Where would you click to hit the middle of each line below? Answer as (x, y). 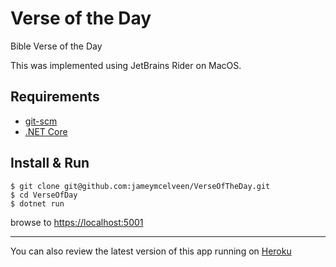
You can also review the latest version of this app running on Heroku (151, 251)
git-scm (41, 121)
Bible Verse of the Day (56, 46)
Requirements (55, 97)
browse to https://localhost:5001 (77, 222)
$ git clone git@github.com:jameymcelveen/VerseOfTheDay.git (140, 186)
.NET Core (46, 131)
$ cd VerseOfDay (44, 195)
